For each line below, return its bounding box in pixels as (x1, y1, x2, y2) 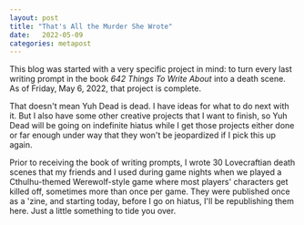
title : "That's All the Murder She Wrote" (9, 22, 173, 31)
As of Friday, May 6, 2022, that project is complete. (9, 83, 202, 94)
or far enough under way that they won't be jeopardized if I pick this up (9, 129, 276, 141)
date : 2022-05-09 (9, 30, 84, 39)
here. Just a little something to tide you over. (9, 206, 177, 217)
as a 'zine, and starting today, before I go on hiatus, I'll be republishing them (9, 196, 294, 207)
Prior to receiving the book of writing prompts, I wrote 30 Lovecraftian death (9, 157, 296, 169)
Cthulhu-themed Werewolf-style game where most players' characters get (9, 177, 289, 188)
